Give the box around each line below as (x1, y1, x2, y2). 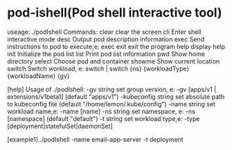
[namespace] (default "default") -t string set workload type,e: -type (7, 114, 200, 122)
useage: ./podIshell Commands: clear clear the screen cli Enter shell (7, 28, 202, 36)
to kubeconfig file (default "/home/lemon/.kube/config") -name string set (7, 100, 216, 108)
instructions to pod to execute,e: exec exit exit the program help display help (7, 42, 226, 50)
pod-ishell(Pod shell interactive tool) (7, 5, 222, 21)
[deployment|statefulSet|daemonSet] (7, 122, 113, 130)
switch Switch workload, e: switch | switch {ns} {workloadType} (7, 64, 190, 73)
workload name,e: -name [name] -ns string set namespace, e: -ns (7, 107, 195, 115)
